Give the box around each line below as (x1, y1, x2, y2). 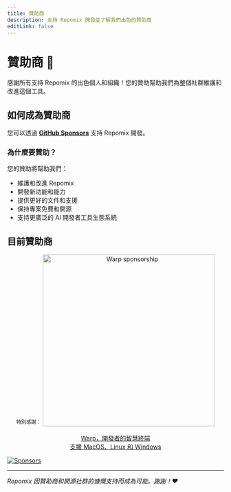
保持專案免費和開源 (16, 205, 72, 213)
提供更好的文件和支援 (16, 197, 78, 205)
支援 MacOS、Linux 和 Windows (69, 443, 162, 451)
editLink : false (7, 23, 54, 30)
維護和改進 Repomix (16, 179, 74, 188)
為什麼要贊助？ (7, 148, 57, 157)
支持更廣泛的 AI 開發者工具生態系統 (16, 214, 118, 222)
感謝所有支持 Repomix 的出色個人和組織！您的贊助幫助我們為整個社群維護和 (7, 78, 222, 87)
